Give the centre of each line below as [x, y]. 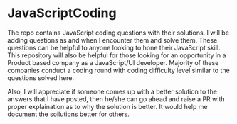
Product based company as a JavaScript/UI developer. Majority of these [113, 62]
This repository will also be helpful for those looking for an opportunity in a [117, 55]
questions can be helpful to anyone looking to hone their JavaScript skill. [114, 47]
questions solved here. [41, 78]
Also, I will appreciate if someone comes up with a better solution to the [112, 91]
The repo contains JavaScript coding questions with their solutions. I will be [118, 33]
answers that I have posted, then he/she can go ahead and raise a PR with [116, 99]
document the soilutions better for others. [68, 114]
